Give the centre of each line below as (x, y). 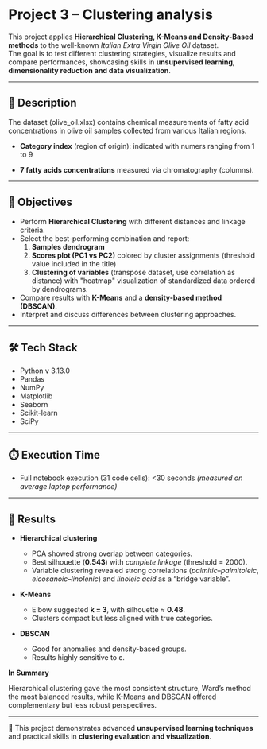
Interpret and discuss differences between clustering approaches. (128, 314)
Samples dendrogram (68, 246)
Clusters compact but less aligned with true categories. (122, 618)
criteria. (32, 230)
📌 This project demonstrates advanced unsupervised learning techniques (131, 728)
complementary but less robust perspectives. (83, 705)
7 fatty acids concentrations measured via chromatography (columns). (137, 169)
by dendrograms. (60, 289)
